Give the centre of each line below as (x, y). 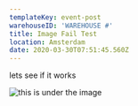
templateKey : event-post (55, 17)
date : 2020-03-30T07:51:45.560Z (69, 50)
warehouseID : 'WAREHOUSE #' (61, 26)
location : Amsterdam (48, 42)
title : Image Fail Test (53, 34)
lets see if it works (43, 75)
